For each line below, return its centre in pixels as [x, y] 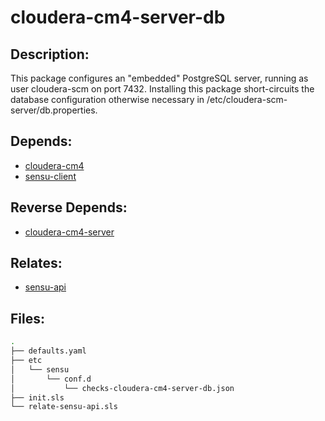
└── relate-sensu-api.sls [64, 407]
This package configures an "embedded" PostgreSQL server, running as [159, 78]
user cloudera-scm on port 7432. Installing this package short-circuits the [162, 89]
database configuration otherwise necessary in [107, 99]
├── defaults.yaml [48, 351]
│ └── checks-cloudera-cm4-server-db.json [122, 388]
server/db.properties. [54, 110]
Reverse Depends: [69, 207]
